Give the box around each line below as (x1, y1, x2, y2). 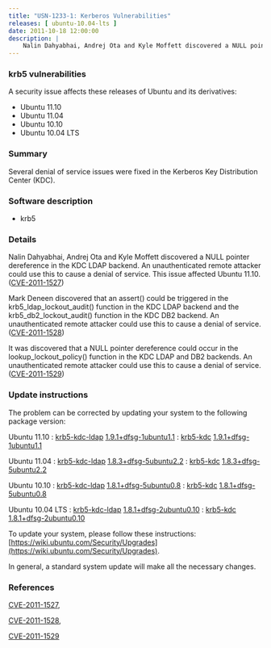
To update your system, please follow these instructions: (8, 529, 196, 538)
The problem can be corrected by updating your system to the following (8, 408, 248, 417)
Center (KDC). (8, 175, 56, 185)
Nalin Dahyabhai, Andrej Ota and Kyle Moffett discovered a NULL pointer (8, 252, 250, 262)
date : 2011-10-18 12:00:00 (8, 27, 99, 35)
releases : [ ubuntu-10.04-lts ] (8, 19, 117, 27)
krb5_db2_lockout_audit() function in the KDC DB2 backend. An (8, 311, 219, 320)
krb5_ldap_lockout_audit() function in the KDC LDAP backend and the (8, 302, 240, 311)
